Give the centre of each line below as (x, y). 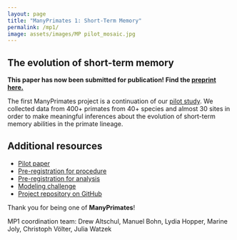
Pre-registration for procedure (62, 171)
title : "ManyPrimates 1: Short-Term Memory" (75, 21)
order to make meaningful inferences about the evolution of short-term (111, 116)
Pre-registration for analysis (59, 178)
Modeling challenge (47, 186)
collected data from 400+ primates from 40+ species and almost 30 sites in (119, 109)
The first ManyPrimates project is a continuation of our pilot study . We (110, 101)
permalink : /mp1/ (33, 27)
